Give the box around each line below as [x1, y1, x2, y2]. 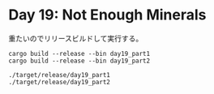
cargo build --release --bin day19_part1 [8, 49, 151, 58]
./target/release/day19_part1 [8, 70, 111, 79]
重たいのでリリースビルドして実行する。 [8, 33, 143, 43]
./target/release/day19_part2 [8, 78, 111, 86]
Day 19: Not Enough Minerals [8, 6, 207, 24]
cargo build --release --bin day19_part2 [8, 57, 151, 65]
